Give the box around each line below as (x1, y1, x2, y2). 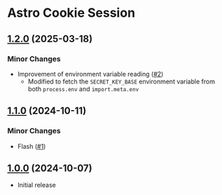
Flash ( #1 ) (17, 142, 46, 150)
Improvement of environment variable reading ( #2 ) (17, 69, 164, 78)
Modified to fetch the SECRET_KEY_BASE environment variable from (27, 77, 216, 86)
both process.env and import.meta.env (27, 84, 139, 93)
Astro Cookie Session (7, 5, 135, 21)
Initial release (17, 181, 56, 189)
